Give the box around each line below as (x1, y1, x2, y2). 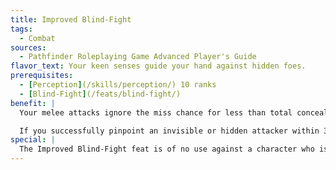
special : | (10, 135, 56, 145)
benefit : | (10, 98, 56, 108)
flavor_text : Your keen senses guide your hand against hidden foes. (10, 61, 307, 71)
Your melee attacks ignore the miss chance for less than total (19, 107, 293, 118)
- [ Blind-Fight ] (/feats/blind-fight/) (19, 89, 182, 99)
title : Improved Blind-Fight (10, 14, 132, 25)
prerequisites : (10, 71, 74, 81)
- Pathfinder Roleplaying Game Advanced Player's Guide (19, 52, 257, 62)
